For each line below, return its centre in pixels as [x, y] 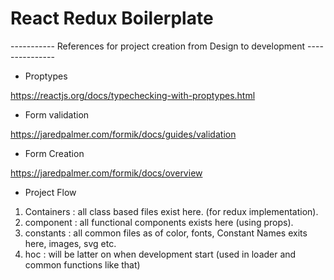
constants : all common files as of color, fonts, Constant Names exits [166, 233]
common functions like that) [82, 264]
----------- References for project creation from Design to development [158, 46]
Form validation [57, 114]
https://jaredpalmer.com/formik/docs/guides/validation [123, 134]
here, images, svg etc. [70, 243]
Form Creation [54, 153]
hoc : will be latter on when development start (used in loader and [160, 254]
